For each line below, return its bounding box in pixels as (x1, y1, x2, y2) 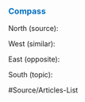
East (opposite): (8, 54, 60, 65)
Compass (8, 6, 46, 17)
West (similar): (8, 39, 56, 49)
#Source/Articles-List (8, 85, 79, 95)
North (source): (8, 24, 59, 33)
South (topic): (8, 70, 53, 80)
